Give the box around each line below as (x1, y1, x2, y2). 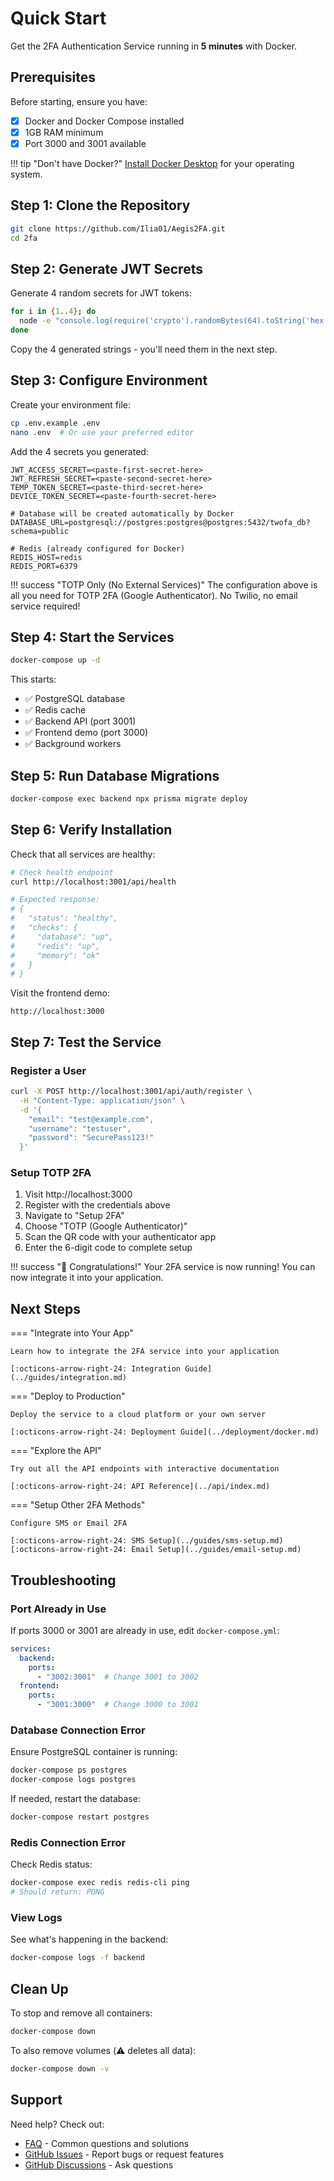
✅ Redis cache (24, 704, 87, 716)
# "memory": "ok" (10, 950, 101, 961)
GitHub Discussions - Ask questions (24, 2158, 174, 2171)
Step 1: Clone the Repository (10, 197, 191, 214)
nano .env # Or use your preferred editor (10, 427, 195, 437)
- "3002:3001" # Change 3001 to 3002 (36, 1672, 199, 1682)
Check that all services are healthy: (10, 848, 156, 860)
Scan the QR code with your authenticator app (24, 1231, 217, 1243)
